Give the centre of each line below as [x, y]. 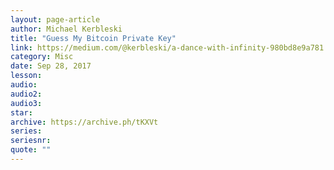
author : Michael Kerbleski [66, 29]
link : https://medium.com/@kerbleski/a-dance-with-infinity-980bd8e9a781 [167, 47]
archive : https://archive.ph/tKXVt [84, 122]
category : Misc [42, 57]
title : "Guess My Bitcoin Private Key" [93, 38]
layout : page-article [55, 19]
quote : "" [31, 150]
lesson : [26, 76]
